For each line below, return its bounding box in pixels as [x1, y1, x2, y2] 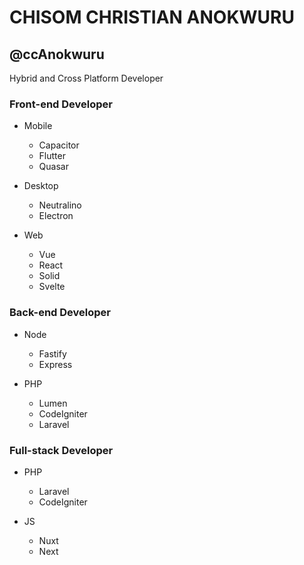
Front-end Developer [9, 97, 113, 111]
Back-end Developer [9, 306, 111, 320]
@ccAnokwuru [9, 46, 105, 63]
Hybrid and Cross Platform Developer [9, 72, 164, 84]
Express [38, 358, 73, 370]
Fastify [38, 347, 67, 360]
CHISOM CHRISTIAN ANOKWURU [9, 6, 295, 29]
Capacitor [38, 139, 80, 151]
